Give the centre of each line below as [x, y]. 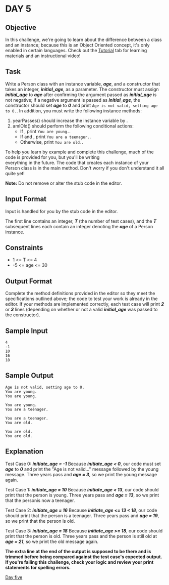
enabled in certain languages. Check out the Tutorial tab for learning [76, 50]
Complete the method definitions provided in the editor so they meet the [80, 294]
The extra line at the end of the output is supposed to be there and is [78, 551]
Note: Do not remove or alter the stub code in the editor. [64, 183]
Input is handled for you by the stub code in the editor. [62, 211]
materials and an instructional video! [43, 56]
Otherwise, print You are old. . [52, 142]
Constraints [24, 248]
